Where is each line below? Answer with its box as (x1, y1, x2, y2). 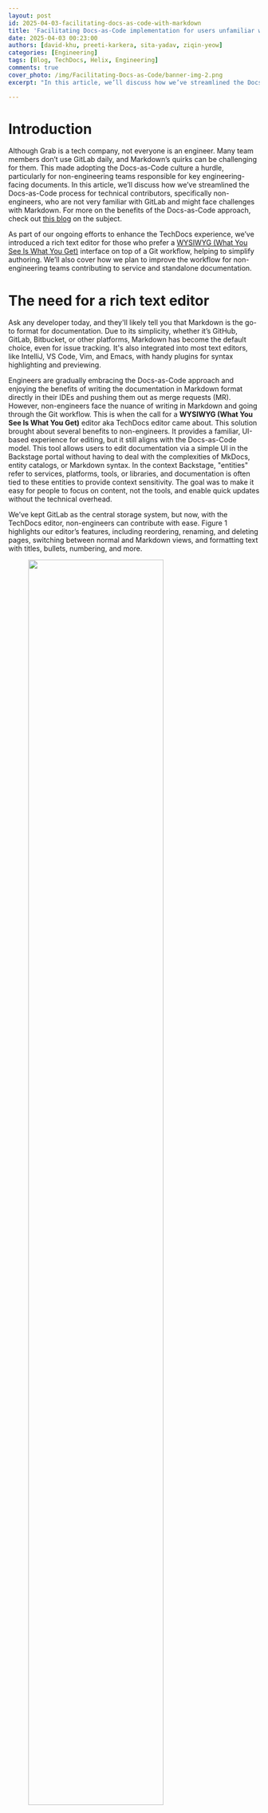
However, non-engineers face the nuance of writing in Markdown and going (8, 401, 258, 411)
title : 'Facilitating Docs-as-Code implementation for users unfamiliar (8, 26, 255, 34)
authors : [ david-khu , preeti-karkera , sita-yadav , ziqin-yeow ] (8, 42, 223, 49)
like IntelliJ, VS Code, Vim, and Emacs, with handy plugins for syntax (8, 352, 234, 362)
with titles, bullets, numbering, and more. (8, 544, 143, 553)
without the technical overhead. (8, 494, 113, 504)
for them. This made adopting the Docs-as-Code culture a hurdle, (8, 163, 225, 172)
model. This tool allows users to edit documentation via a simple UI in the (8, 444, 249, 453)
